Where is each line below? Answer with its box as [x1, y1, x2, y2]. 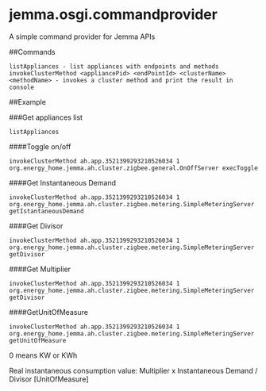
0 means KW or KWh [9, 351, 78, 360]
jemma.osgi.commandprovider [9, 6, 218, 24]
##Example [9, 97, 47, 106]
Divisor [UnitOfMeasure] [9, 374, 90, 384]
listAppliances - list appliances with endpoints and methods [9, 62, 219, 71]
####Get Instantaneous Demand [9, 178, 116, 187]
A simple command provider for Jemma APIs [9, 32, 156, 41]
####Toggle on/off [9, 141, 71, 151]
